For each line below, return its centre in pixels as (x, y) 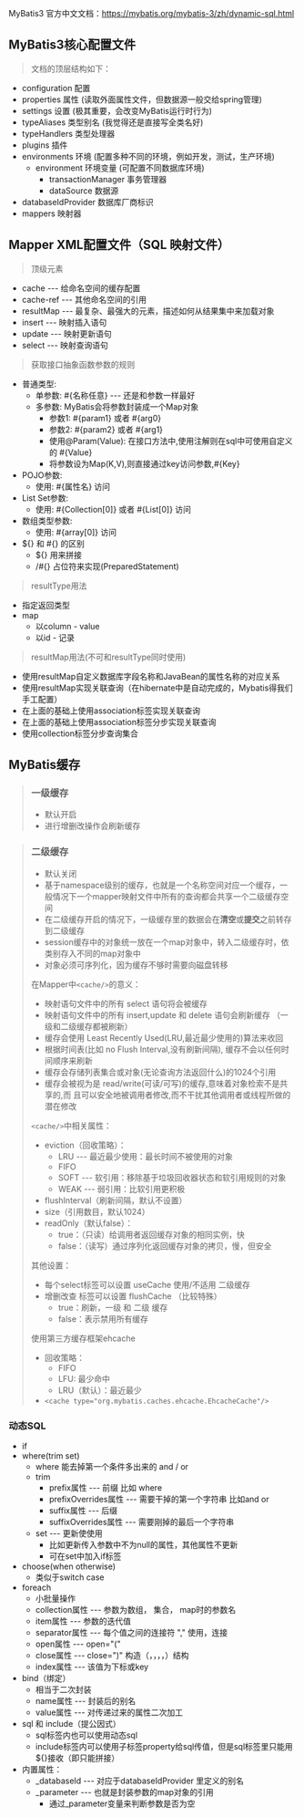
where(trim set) (51, 1455)
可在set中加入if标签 (85, 1556)
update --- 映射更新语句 (66, 333)
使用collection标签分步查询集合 (80, 733)
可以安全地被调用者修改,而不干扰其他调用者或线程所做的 (186, 1095)
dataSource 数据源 (84, 191)
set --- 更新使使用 (69, 1533)
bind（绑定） (46, 1678)
